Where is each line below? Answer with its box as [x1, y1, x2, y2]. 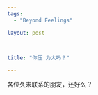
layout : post [7, 29, 45, 36]
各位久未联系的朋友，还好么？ [7, 80, 92, 89]
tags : [7, 10, 23, 17]
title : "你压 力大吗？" [7, 54, 70, 61]
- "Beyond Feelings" [13, 17, 73, 24]
